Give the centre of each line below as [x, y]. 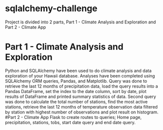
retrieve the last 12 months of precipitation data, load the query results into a [81, 86]
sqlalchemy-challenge [51, 9]
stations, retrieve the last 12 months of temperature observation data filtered [81, 107]
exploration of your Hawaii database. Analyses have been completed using [80, 75]
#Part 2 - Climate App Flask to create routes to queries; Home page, [73, 117]
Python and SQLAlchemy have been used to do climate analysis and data [78, 71]
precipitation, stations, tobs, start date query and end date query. [70, 122]
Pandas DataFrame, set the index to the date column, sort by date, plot [76, 91]
